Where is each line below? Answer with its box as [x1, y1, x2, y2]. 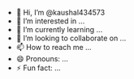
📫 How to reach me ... [15, 43, 92, 52]
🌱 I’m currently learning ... [15, 25, 103, 34]
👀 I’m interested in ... [15, 16, 85, 26]
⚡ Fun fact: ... [15, 63, 61, 73]
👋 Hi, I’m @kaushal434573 [15, 8, 106, 17]
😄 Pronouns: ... [15, 54, 69, 64]
